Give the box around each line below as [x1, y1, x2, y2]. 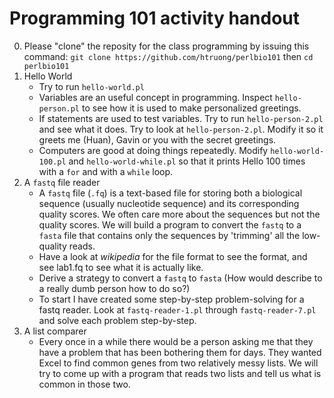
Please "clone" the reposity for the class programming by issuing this [23, 40, 310, 52]
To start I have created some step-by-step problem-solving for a [38, 293, 305, 305]
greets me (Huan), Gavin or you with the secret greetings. [38, 133, 277, 146]
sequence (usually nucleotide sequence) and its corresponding [38, 197, 300, 209]
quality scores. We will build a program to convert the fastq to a [38, 218, 302, 231]
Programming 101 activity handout [9, 7, 301, 30]
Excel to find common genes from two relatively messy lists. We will [38, 357, 319, 369]
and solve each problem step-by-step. [38, 314, 197, 326]
